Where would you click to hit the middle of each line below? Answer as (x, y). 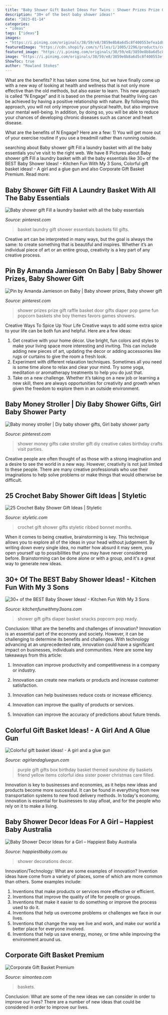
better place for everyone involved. (48, 929)
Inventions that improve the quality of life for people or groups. (77, 897)
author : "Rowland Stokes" (32, 66)
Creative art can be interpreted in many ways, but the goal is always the (79, 239)
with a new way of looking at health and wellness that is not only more (77, 85)
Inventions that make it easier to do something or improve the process (84, 902)
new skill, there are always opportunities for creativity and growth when (86, 383)
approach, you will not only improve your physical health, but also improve (82, 107)
